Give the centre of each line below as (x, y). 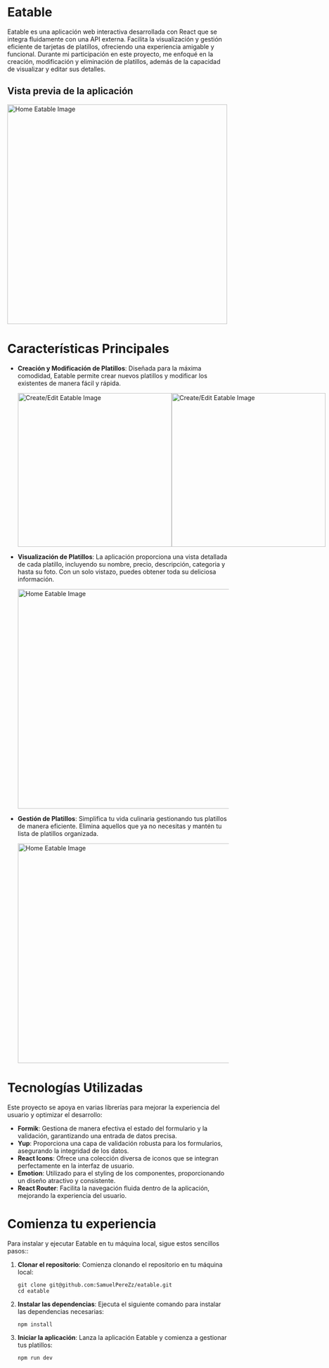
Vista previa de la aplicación (70, 91)
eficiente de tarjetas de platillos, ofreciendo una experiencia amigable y (111, 46)
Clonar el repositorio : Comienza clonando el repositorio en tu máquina (120, 1264)
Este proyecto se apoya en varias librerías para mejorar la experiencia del (114, 1107)
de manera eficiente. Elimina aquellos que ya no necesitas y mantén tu (120, 826)
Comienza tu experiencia (82, 1224)
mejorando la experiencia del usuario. (72, 1195)
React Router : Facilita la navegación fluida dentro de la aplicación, (113, 1188)
